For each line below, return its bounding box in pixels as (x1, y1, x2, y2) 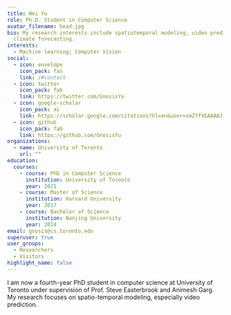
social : (7, 55, 30, 62)
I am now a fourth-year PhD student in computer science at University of (7, 278, 213, 286)
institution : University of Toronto (25, 176, 131, 183)
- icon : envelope (13, 61, 63, 68)
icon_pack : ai (19, 106, 60, 113)
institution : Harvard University (25, 195, 122, 203)
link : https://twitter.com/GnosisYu (19, 94, 125, 100)
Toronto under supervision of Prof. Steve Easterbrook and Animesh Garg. (7, 285, 214, 294)
